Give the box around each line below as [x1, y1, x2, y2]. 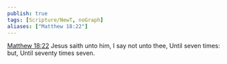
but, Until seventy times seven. [7, 49, 96, 57]
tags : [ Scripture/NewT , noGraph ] [7, 17, 104, 23]
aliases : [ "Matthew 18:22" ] [7, 23, 89, 30]
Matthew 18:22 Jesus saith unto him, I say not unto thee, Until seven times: [7, 42, 220, 50]
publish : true [7, 10, 48, 17]
